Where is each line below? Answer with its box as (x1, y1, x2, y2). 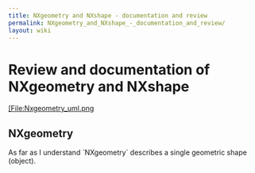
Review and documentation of (8, 60, 211, 79)
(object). (8, 156, 37, 166)
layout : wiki (8, 26, 52, 34)
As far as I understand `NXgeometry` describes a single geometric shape (8, 148, 248, 157)
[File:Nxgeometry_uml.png (8, 104, 95, 113)
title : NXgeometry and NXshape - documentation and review (8, 11, 208, 20)
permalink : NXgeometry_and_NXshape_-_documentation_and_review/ (8, 19, 226, 27)
